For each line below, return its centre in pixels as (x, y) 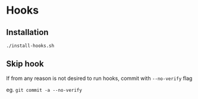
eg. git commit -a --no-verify (44, 90)
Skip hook (25, 64)
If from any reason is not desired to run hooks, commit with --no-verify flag (99, 78)
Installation (27, 32)
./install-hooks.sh (30, 46)
